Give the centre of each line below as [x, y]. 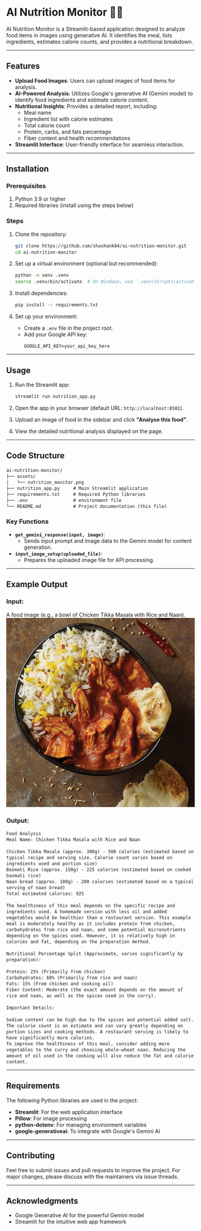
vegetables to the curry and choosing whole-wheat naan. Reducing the [96, 1050]
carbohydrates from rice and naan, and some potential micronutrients [96, 930]
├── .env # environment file [64, 500]
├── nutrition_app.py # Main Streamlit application [77, 488]
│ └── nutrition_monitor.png [45, 482]
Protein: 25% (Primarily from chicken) [56, 972]
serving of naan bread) [36, 888]
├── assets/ [21, 476]
